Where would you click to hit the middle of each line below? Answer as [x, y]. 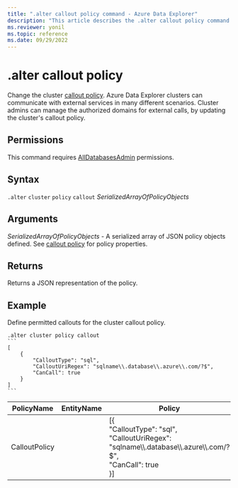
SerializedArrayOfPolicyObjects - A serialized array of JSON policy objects [117, 236]
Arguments [33, 219]
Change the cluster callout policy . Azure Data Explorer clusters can [105, 95]
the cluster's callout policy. [47, 118]
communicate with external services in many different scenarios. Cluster [113, 103]
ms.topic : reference [38, 34]
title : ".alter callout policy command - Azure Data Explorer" [103, 14]
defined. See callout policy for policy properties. [78, 244]
